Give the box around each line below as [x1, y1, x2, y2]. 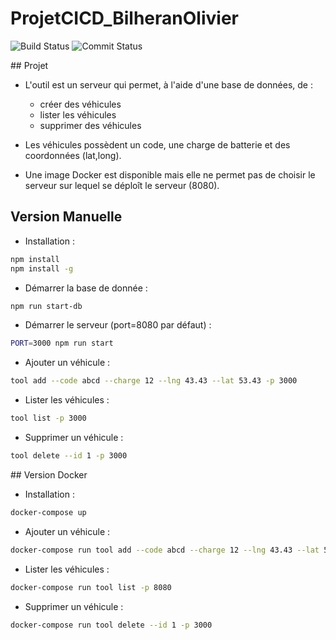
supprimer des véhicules [39, 119, 142, 131]
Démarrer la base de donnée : [24, 282, 148, 294]
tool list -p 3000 [10, 413, 87, 424]
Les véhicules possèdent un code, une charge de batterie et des [24, 138, 291, 151]
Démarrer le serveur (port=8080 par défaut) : [24, 319, 212, 331]
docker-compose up [10, 507, 87, 517]
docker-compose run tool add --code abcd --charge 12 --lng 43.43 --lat [10, 545, 320, 555]
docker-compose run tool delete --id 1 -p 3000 [10, 620, 213, 630]
